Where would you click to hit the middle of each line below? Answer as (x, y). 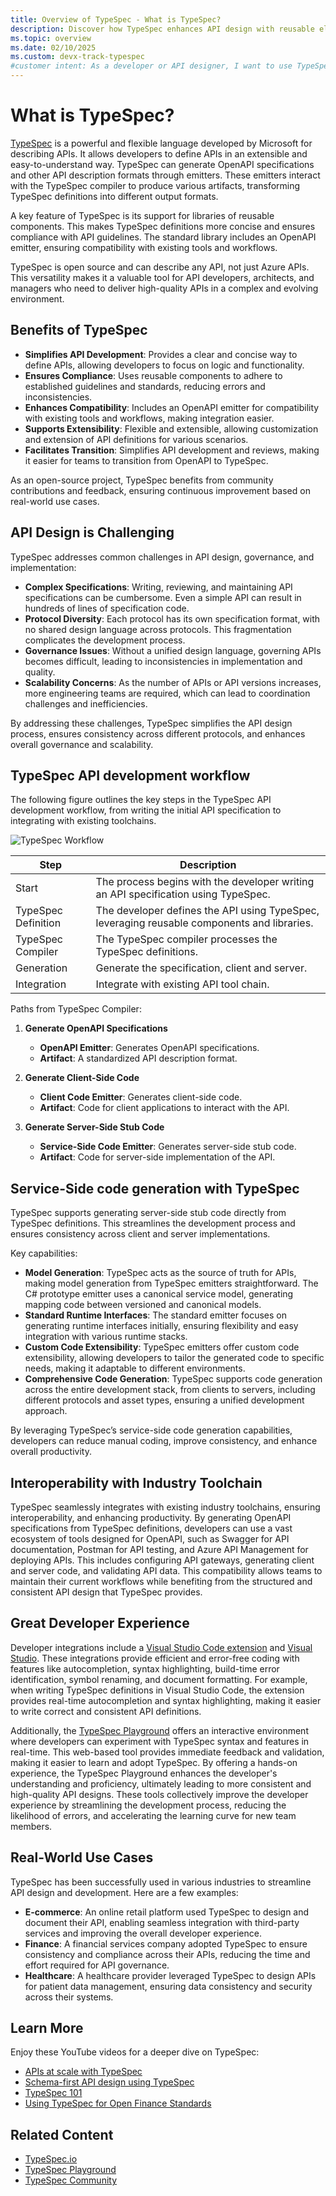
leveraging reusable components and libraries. (204, 923)
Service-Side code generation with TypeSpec (155, 1188)
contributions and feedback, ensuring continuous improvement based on (160, 490)
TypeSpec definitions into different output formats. (114, 196)
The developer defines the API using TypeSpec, (207, 911)
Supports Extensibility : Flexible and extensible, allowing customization (171, 428)
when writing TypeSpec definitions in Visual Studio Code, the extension (157, 1690)
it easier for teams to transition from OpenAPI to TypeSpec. (146, 460)
